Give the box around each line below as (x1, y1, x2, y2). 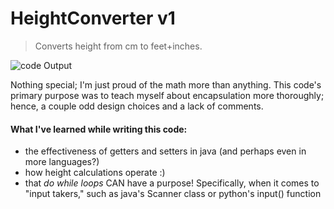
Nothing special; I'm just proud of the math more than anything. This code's (10, 78, 322, 91)
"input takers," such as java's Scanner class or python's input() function (24, 188, 322, 200)
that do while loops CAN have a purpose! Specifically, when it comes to (24, 177, 320, 189)
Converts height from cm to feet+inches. (34, 40, 203, 52)
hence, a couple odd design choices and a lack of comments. (10, 100, 264, 112)
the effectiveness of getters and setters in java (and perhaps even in (24, 145, 307, 157)
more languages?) (24, 156, 100, 168)
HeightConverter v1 (10, 7, 176, 30)
